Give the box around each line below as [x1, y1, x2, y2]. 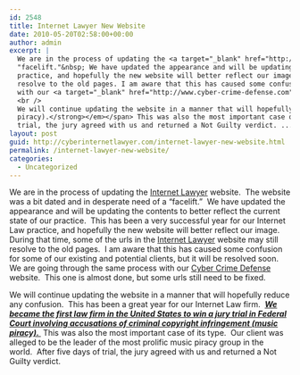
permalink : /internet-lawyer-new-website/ [9, 146, 170, 154]
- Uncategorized [17, 162, 78, 171]
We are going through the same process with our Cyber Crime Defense [9, 262, 271, 273]
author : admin [9, 37, 62, 47]
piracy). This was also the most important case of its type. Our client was [9, 328, 284, 338]
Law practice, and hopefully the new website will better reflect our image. [9, 225, 280, 236]
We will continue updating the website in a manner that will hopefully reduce [9, 289, 290, 300]
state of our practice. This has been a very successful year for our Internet [9, 215, 286, 226]
